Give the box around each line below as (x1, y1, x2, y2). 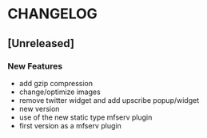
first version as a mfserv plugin (18, 120, 121, 130)
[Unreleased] (7, 37, 75, 50)
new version (18, 104, 60, 113)
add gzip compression (18, 78, 94, 88)
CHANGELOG (7, 5, 98, 23)
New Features (7, 61, 63, 72)
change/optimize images (18, 87, 101, 97)
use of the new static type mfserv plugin (18, 112, 153, 122)
